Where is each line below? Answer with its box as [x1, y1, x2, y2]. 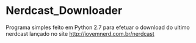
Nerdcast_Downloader [5, 4, 123, 18]
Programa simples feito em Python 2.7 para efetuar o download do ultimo [5, 24, 190, 31]
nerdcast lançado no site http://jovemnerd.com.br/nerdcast [5, 30, 155, 37]
